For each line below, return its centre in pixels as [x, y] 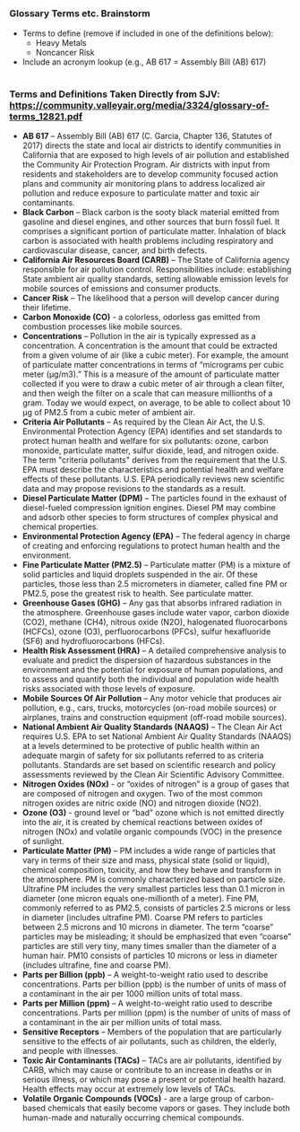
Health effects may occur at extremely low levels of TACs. [129, 1089]
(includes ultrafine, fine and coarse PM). [97, 965]
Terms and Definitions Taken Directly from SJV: [115, 94]
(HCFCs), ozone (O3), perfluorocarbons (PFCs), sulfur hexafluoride [146, 631]
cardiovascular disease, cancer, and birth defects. [115, 250]
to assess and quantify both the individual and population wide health [150, 679]
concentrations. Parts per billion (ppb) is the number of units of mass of [154, 984]
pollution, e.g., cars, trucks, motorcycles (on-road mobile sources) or [150, 708]
